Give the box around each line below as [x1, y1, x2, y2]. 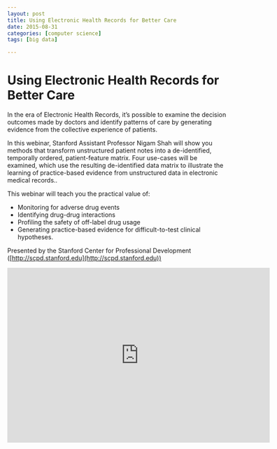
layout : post [7, 10, 45, 17]
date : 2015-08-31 [7, 23, 58, 30]
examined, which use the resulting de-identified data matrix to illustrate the [7, 162, 224, 170]
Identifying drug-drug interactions [17, 211, 115, 219]
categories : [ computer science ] [7, 29, 101, 37]
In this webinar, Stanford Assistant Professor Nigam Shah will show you [7, 139, 213, 148]
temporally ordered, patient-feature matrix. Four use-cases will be [7, 154, 198, 162]
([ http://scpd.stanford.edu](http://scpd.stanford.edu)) [7, 254, 162, 262]
